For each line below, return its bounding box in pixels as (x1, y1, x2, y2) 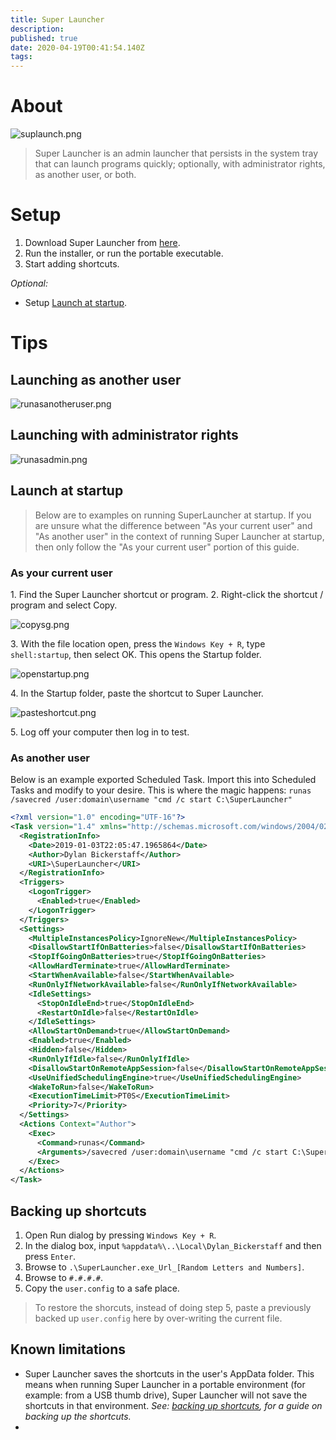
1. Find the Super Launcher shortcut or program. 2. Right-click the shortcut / (10, 588, 324, 600)
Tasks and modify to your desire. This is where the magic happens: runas (10, 784, 312, 796)
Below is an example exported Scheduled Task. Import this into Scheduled (10, 774, 317, 786)
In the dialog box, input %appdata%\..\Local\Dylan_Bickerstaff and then (24, 1240, 322, 1252)
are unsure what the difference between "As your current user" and (34, 519, 313, 531)
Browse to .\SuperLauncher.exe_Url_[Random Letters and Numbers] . (24, 1261, 305, 1273)
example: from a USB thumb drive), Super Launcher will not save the (24, 1389, 308, 1401)
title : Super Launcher (10, 14, 105, 25)
